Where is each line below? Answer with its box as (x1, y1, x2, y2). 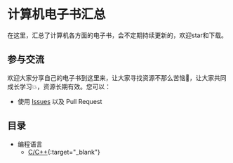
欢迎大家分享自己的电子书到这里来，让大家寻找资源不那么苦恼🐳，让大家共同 (7, 73, 227, 81)
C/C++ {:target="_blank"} (27, 148, 100, 156)
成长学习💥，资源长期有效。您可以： (7, 82, 111, 91)
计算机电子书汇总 (7, 6, 107, 22)
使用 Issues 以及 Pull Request (17, 97, 102, 105)
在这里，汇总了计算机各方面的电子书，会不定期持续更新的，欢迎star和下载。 (7, 31, 228, 39)
